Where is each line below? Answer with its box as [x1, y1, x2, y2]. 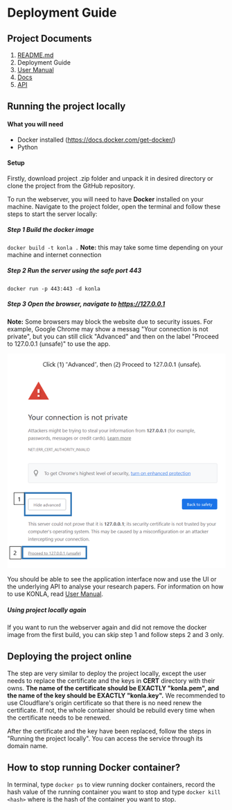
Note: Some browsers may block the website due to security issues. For [7, 317, 213, 326]
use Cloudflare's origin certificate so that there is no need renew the [7, 698, 202, 706]
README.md [17, 51, 54, 59]
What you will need [7, 119, 64, 128]
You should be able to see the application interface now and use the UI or [7, 575, 217, 584]
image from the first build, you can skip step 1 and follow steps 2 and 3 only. [7, 631, 224, 638]
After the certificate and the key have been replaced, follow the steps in [7, 727, 211, 735]
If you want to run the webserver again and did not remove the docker [7, 623, 207, 631]
